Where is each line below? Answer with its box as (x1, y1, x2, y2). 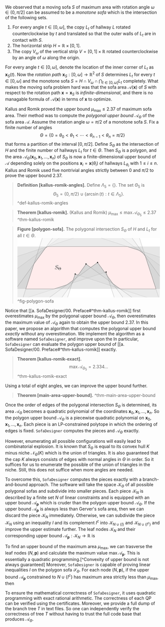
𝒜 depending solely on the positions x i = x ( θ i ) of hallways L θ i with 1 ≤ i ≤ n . (5, 160, 158, 168)
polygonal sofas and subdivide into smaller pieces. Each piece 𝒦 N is (5, 488, 144, 495)
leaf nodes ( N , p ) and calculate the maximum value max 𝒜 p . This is (5, 550, 140, 557)
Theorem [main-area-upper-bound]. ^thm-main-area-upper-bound (17, 393, 156, 398)
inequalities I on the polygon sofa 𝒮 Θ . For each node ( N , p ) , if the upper (5, 566, 149, 574)
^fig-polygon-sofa (17, 298, 54, 304)
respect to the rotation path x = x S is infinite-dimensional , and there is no (5, 90, 153, 97)
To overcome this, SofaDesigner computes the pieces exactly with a (5, 476, 142, 482)
